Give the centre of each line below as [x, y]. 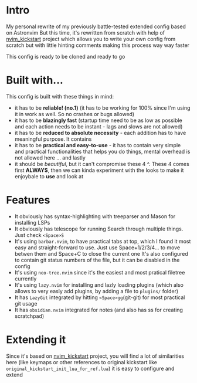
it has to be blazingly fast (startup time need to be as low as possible [98, 120]
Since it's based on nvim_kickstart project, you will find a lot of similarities [95, 356]
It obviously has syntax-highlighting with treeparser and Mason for [95, 216]
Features [28, 200]
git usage [26, 303]
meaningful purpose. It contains [53, 139]
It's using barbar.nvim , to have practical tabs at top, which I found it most [103, 241]
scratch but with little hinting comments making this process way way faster [98, 45]
